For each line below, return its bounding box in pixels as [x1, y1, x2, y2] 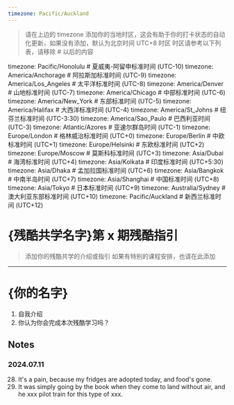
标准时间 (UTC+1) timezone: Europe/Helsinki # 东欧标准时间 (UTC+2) [8, 140, 205, 148]
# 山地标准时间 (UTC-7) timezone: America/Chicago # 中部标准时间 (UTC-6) [8, 88, 226, 96]
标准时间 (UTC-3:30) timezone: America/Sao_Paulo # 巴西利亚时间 [19, 114, 210, 122]
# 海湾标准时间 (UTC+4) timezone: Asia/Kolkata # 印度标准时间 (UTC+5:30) [8, 157, 224, 166]
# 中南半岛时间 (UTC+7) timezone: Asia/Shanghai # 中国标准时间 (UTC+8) [8, 175, 219, 183]
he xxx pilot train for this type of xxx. [17, 390, 124, 399]
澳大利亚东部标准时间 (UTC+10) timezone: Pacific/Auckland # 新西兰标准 [8, 192, 216, 200]
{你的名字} [8, 285, 69, 301]
